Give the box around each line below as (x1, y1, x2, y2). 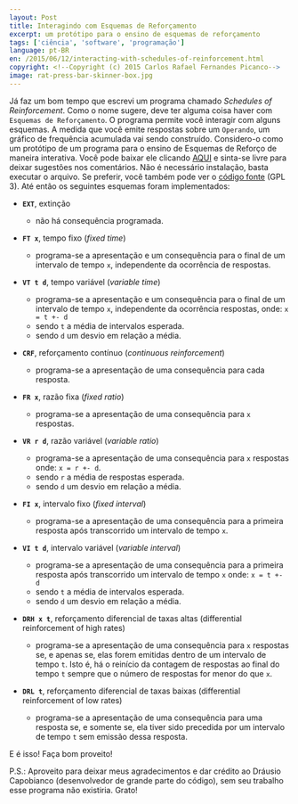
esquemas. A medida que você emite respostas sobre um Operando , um (9, 124, 270, 135)
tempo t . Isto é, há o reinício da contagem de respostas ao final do (35, 659, 280, 669)
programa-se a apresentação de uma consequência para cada (35, 365, 265, 375)
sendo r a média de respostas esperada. (35, 472, 185, 482)
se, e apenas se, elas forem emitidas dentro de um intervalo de (35, 649, 267, 660)
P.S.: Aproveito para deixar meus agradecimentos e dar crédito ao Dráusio (9, 766, 282, 776)
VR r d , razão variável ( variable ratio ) (21, 435, 159, 446)
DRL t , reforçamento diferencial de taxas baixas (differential (21, 685, 241, 696)
